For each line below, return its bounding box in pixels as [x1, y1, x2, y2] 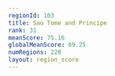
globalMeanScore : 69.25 [8, 41, 87, 49]
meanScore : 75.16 [8, 33, 65, 42]
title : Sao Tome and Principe [8, 19, 108, 27]
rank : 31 [8, 26, 37, 34]
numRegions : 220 [8, 48, 61, 56]
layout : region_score [8, 56, 80, 64]
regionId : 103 [8, 11, 55, 20]
